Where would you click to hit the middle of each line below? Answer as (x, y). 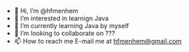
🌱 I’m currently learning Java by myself (72, 26)
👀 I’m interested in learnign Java (61, 18)
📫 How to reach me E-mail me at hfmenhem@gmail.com (98, 41)
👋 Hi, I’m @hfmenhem (46, 11)
